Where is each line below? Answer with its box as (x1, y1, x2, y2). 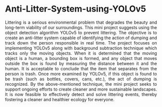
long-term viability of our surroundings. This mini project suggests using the (5, 24, 157, 30)
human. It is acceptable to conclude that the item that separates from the (5, 65, 157, 71)
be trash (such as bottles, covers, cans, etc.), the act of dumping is (5, 76, 157, 82)
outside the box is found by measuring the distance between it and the (5, 61, 157, 66)
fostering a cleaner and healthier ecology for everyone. (5, 96, 115, 102)
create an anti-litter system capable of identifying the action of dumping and (5, 35, 157, 41)
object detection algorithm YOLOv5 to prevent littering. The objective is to (5, 30, 157, 35)
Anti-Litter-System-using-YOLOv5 (5, 3, 146, 15)
